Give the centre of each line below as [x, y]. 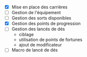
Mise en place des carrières [39, 7]
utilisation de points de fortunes [51, 40]
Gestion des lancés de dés [38, 29]
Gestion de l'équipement [36, 13]
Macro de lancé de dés [35, 50]
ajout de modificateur [40, 45]
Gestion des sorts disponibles [41, 18]
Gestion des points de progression [46, 23]
